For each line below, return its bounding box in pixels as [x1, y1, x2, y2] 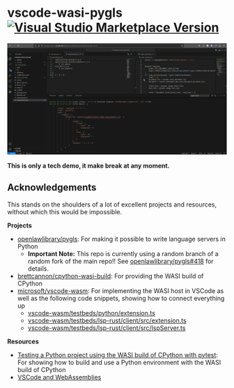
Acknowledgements [7, 181, 97, 193]
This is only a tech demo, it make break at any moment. [7, 161, 170, 170]
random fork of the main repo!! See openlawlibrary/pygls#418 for [27, 257, 214, 265]
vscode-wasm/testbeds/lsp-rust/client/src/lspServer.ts [27, 323, 186, 332]
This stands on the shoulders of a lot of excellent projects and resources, [7, 200, 217, 209]
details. [27, 264, 49, 273]
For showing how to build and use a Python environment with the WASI [17, 358, 221, 366]
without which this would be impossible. [7, 207, 123, 216]
